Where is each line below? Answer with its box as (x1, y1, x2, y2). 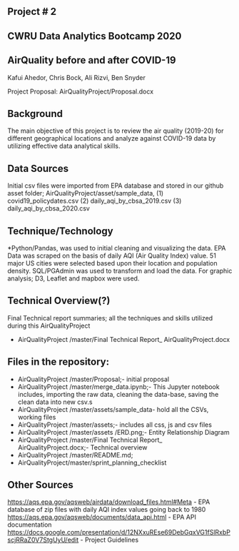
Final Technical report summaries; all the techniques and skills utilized (7, 313, 213, 322)
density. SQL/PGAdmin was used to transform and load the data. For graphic (7, 267, 233, 275)
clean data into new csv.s (17, 398, 93, 406)
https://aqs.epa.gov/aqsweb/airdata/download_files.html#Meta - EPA (7, 497, 210, 506)
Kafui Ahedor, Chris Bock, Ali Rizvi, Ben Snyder (7, 73, 146, 81)
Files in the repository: (7, 356, 110, 368)
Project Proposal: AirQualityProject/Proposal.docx (7, 87, 154, 96)
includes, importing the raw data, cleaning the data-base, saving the (17, 390, 219, 398)
